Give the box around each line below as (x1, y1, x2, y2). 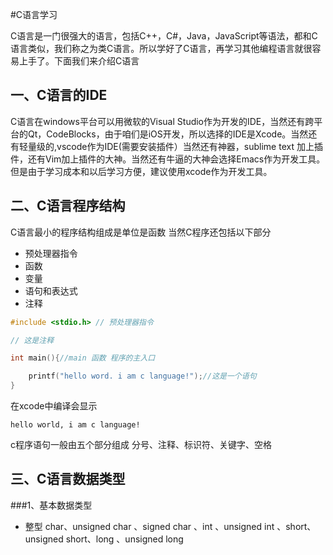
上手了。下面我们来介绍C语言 (18, 55, 140, 67)
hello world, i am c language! (10, 420, 141, 430)
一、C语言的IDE (10, 87, 108, 104)
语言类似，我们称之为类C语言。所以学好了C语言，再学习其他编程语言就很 (10, 43, 313, 54)
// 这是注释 (10, 335, 55, 345)
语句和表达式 (24, 284, 78, 297)
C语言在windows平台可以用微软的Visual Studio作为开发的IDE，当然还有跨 (10, 115, 315, 127)
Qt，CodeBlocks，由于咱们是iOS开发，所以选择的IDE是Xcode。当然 (27, 128, 309, 140)
